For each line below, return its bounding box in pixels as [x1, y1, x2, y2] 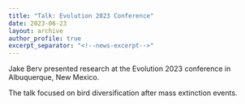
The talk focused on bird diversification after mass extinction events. [8, 88, 238, 98]
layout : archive [8, 27, 63, 35]
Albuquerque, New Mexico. [8, 73, 100, 82]
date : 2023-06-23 [8, 19, 67, 27]
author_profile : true [8, 34, 82, 43]
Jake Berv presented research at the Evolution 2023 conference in [8, 64, 231, 73]
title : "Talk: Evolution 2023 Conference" [8, 11, 154, 20]
